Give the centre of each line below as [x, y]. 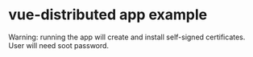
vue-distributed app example [108, 15]
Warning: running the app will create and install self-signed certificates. [127, 37]
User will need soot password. [59, 45]
